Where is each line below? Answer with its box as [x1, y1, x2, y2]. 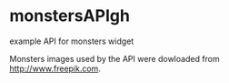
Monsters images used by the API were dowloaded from [9, 53, 220, 64]
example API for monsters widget [9, 36, 134, 47]
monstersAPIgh [9, 5, 130, 26]
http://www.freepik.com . [9, 63, 102, 74]
